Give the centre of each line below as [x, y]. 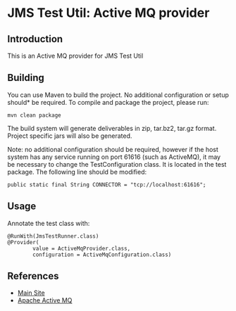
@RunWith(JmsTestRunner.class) [53, 236]
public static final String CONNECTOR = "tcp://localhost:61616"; [107, 184]
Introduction [35, 39]
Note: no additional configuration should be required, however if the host [113, 149]
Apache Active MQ [45, 300]
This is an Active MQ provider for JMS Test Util [75, 56]
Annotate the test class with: [49, 223]
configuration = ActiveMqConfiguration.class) [102, 255]
